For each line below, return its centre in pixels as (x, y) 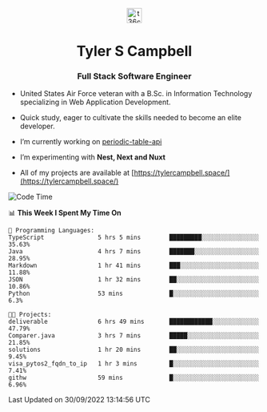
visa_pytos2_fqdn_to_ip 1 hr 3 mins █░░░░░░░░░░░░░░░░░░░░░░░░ (134, 364)
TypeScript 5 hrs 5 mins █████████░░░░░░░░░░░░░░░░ (134, 238)
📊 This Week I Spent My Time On (65, 213)
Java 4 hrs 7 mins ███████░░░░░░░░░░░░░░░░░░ (134, 252)
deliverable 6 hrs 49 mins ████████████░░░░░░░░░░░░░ (134, 322)
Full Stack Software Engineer (134, 76)
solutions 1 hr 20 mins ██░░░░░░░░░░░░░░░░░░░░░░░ (134, 350)
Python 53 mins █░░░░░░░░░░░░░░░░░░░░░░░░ (134, 294)
